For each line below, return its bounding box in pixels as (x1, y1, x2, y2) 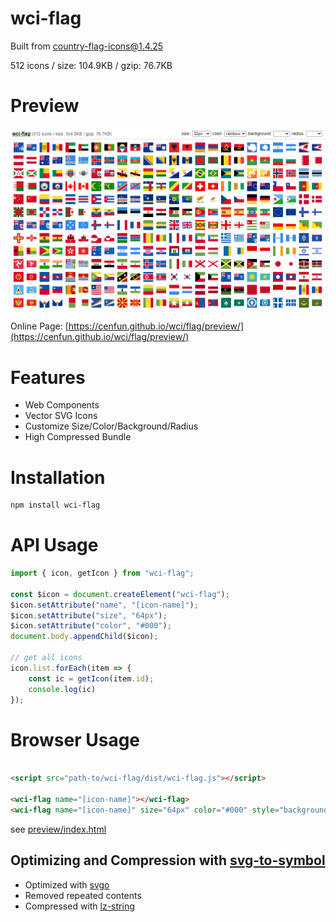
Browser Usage (10, 728, 141, 751)
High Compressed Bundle (24, 431, 132, 443)
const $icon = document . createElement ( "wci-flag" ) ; (10, 589, 230, 599)
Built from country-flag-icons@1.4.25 (10, 40, 164, 52)
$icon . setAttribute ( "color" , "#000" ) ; (10, 621, 172, 631)
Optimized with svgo (24, 878, 110, 891)
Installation (10, 466, 106, 489)
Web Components (24, 399, 100, 411)
